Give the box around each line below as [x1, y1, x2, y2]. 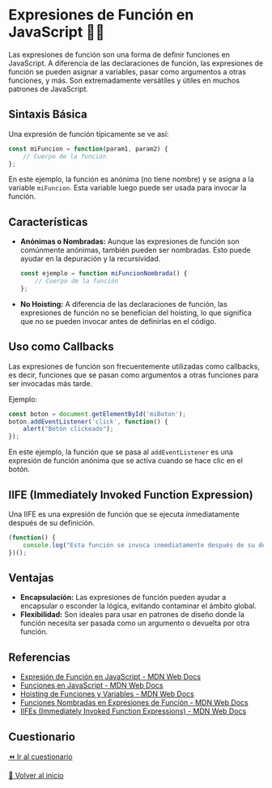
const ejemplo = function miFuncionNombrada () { [19, 270, 188, 278]
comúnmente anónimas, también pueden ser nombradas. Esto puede [19, 245, 251, 255]
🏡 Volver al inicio [8, 771, 64, 780]
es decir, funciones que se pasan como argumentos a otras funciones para [8, 370, 259, 380]
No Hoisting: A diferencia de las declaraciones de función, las [19, 299, 228, 309]
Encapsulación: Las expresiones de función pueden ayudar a [19, 593, 227, 603]
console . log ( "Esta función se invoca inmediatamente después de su [23, 541, 255, 549]
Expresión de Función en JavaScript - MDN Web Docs [19, 672, 201, 682]
